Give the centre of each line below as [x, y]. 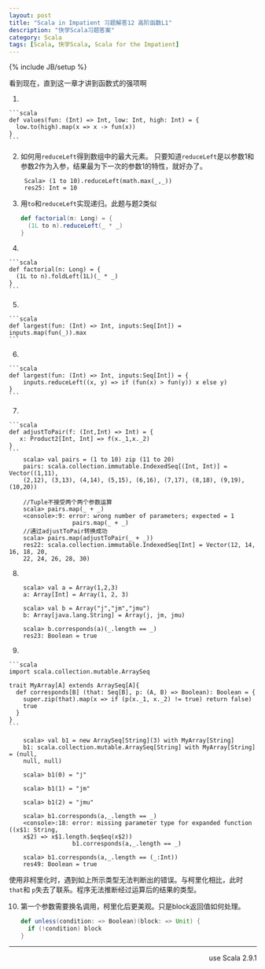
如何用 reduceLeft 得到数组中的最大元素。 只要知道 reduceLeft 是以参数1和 [137, 156]
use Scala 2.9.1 [233, 958]
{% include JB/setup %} [48, 67]
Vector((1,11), [34, 473]
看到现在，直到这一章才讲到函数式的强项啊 [78, 83]
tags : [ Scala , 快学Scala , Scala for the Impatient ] [94, 45]
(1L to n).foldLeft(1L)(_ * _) [67, 276]
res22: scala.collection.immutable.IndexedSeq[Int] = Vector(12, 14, [140, 545]
